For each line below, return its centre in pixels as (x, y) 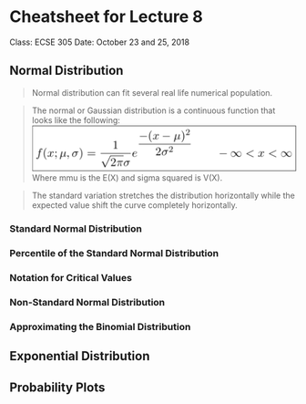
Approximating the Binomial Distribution (100, 326)
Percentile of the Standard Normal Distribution (114, 254)
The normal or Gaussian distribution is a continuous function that (153, 110)
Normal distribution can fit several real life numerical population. (152, 92)
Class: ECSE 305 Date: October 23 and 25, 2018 (99, 42)
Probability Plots (57, 387)
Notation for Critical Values (71, 278)
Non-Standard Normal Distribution (87, 302)
